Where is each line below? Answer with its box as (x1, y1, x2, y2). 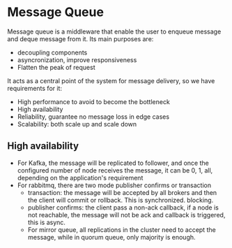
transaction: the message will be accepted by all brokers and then (27, 188, 217, 196)
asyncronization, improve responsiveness (17, 55, 137, 64)
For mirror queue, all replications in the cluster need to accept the (27, 225, 216, 234)
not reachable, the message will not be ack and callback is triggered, (27, 210, 226, 219)
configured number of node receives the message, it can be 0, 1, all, (17, 166, 213, 175)
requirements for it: (7, 84, 63, 92)
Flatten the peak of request (17, 63, 95, 71)
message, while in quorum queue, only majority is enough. (27, 233, 196, 241)
